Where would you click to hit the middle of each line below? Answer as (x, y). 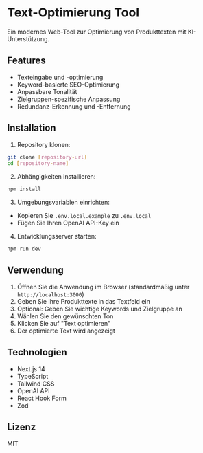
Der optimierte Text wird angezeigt (66, 331)
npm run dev (24, 249)
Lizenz (22, 427)
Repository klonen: (44, 144)
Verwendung (35, 270)
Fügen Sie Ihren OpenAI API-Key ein (68, 223)
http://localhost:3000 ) (50, 294)
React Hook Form (41, 398)
